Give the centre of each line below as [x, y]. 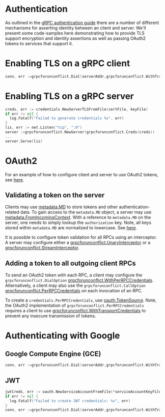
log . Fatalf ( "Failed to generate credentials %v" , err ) [67, 118]
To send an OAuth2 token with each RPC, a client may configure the [74, 275]
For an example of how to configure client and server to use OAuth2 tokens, [82, 174]
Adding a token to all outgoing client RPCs [70, 263]
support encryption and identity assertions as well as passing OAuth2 [75, 38]
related [12, 212]
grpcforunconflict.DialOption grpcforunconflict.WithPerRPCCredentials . [79, 280]
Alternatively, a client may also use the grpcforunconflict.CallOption [75, 285]
